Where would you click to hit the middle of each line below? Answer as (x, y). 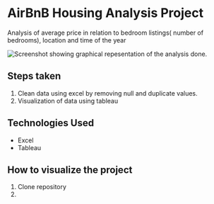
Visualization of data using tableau (68, 101)
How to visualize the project (70, 170)
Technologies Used (50, 123)
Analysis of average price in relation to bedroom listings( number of (105, 33)
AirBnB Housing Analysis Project (105, 13)
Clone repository (42, 187)
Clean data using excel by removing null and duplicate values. (107, 93)
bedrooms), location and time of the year (67, 40)
